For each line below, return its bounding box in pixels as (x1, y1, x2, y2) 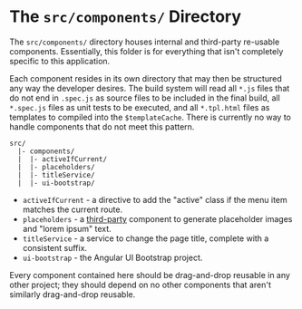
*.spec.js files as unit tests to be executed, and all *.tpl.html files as (9, 101, 270, 112)
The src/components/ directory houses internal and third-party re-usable (9, 36, 280, 47)
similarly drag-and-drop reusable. (9, 288, 136, 300)
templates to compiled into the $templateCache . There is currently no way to (9, 111, 292, 122)
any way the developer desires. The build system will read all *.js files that (9, 82, 290, 93)
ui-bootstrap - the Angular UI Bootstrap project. (22, 252, 203, 263)
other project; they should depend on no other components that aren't (9, 279, 272, 290)
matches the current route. (22, 204, 123, 215)
